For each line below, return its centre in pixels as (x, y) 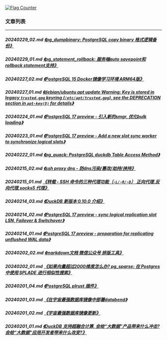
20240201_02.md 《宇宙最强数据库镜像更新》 (53, 313)
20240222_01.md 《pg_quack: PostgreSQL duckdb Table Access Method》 (83, 155)
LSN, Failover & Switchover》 (35, 220)
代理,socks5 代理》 (29, 188)
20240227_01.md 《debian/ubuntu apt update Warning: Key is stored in (80, 92)
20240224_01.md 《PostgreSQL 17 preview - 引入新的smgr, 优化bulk (76, 117)
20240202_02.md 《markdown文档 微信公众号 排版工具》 (64, 253)
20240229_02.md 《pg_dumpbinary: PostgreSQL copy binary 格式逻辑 (79, 39)
